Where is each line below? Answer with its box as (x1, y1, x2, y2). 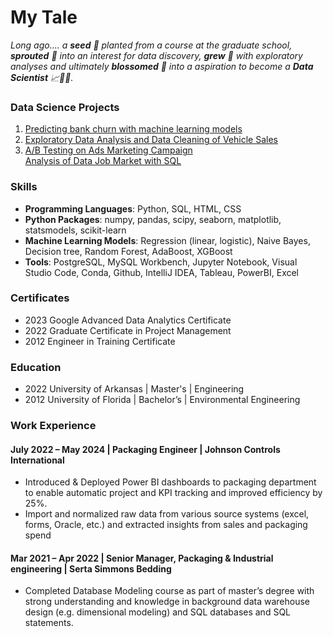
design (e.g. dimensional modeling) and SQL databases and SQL (24, 606, 292, 618)
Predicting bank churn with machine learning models (24, 123, 243, 135)
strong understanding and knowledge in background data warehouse (24, 596, 311, 608)
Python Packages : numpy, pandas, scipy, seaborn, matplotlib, (24, 213, 282, 225)
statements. (24, 617, 74, 629)
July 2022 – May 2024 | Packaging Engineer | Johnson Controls (10, 443, 281, 455)
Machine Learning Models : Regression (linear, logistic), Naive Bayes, (24, 234, 311, 246)
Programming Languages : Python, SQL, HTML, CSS (24, 202, 242, 215)
